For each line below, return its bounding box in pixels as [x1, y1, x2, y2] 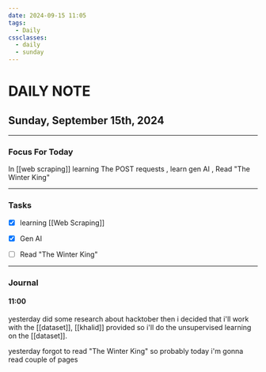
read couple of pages [8, 355, 78, 364]
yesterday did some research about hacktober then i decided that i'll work [8, 314, 249, 324]
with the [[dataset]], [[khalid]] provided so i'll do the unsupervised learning [8, 322, 252, 332]
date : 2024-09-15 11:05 [8, 11, 87, 20]
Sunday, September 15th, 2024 [8, 114, 165, 127]
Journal [8, 277, 39, 288]
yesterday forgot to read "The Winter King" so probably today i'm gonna [8, 346, 244, 355]
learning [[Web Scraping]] [19, 218, 105, 227]
